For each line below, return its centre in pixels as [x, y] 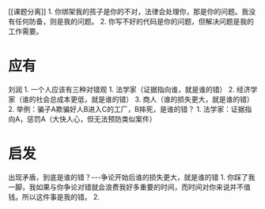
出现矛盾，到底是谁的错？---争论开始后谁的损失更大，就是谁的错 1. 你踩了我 [132, 177]
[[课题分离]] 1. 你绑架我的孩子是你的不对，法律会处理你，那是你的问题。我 [129, 11]
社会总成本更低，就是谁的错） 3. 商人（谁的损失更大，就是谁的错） [145, 99]
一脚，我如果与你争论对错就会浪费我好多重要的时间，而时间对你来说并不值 [129, 187]
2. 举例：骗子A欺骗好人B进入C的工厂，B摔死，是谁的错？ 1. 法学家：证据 [127, 109]
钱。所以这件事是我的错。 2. [54, 196]
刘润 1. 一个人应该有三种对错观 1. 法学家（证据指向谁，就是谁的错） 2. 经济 [129, 89]
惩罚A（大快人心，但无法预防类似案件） [91, 119]
